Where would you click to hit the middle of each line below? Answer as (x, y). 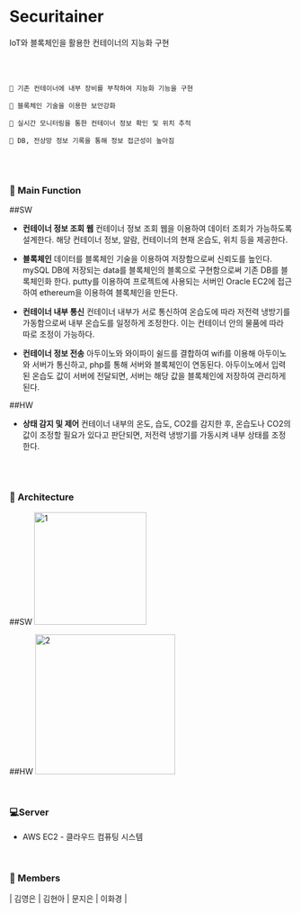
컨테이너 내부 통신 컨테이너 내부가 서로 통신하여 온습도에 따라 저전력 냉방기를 (156, 312)
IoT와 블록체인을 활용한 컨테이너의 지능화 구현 (89, 42)
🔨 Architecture (42, 497)
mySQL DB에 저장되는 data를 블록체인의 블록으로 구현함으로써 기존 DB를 (150, 270)
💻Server (29, 812)
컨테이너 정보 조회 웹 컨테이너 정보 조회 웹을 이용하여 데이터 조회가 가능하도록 (157, 229)
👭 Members (35, 878)
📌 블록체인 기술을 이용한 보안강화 (62, 105)
